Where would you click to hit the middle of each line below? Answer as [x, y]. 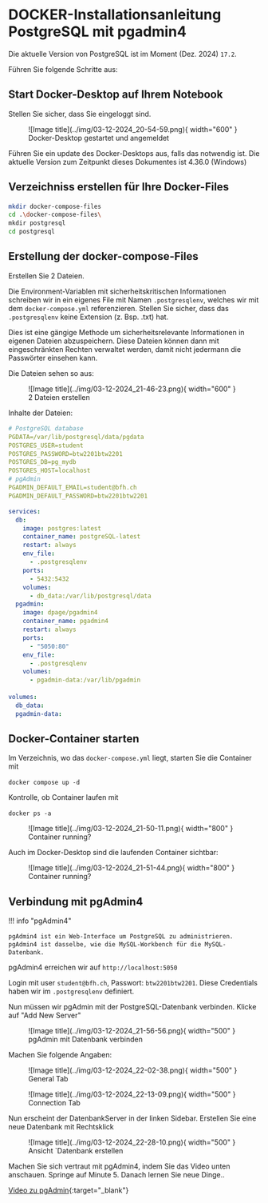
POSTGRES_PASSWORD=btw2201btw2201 [66, 454]
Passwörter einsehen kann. [53, 358]
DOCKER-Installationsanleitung [115, 15]
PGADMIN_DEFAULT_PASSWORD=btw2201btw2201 [78, 496]
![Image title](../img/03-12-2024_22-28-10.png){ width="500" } [132, 1142]
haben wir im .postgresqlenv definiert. [71, 991]
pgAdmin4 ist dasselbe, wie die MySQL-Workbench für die [105, 945]
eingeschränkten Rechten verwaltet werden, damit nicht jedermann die [125, 349]
